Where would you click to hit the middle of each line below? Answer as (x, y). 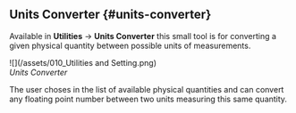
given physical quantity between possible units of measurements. (130, 45)
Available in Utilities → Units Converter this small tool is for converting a (143, 36)
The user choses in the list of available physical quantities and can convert (147, 89)
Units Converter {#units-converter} (110, 15)
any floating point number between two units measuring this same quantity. (148, 99)
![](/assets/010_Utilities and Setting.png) (83, 62)
